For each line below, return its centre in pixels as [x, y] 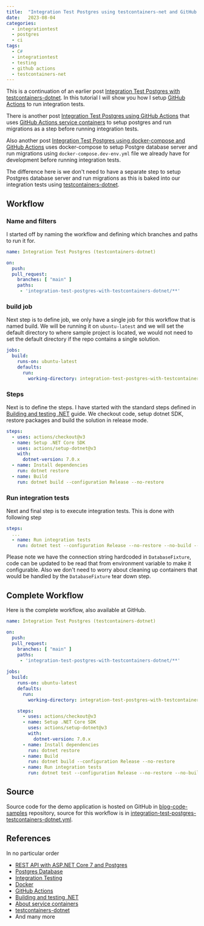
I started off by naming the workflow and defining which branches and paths [102, 234]
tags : [13, 46]
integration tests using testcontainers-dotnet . [63, 185]
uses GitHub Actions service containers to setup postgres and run [89, 123]
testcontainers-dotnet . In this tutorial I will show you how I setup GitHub [96, 98]
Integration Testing [39, 877]
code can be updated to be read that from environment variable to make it [99, 563]
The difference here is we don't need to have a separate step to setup [93, 172]
